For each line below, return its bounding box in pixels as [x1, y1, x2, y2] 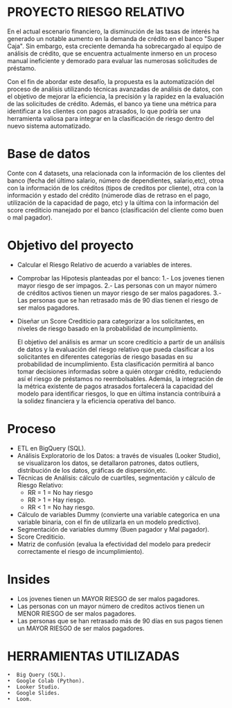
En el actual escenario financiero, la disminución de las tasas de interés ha [7, 27, 220, 35]
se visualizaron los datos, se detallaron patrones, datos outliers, [17, 459, 199, 467]
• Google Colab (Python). [7, 677, 85, 684]
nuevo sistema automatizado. [7, 121, 91, 130]
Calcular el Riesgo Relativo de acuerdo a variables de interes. [17, 260, 193, 269]
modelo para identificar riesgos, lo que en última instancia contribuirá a [17, 389, 221, 398]
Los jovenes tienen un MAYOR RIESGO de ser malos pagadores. [17, 594, 200, 602]
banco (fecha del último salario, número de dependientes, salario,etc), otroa [7, 176, 224, 185]
